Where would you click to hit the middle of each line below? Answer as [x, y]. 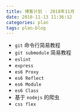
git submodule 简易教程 [43, 53]
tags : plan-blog [26, 28]
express [24, 66]
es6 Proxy [27, 72]
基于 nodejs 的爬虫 [37, 97]
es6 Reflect [29, 79]
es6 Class [27, 91]
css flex [25, 104]
